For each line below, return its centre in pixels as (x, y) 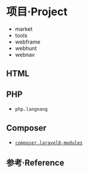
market (24, 29)
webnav (25, 54)
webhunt (26, 48)
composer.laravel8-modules (49, 143)
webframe (28, 42)
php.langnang (31, 109)
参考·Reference (35, 163)
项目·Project (37, 12)
